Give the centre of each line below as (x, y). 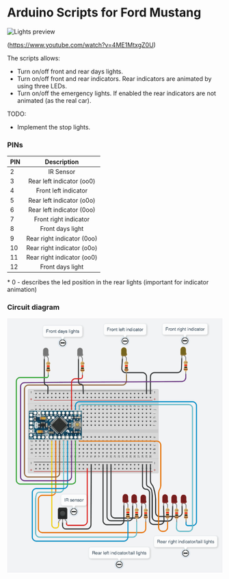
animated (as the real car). (54, 100)
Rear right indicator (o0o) (62, 247)
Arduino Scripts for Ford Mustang (104, 13)
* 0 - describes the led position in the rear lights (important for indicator (108, 282)
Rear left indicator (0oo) (62, 210)
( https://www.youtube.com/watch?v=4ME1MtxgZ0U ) (81, 45)
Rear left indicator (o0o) (62, 200)
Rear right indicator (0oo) (62, 238)
